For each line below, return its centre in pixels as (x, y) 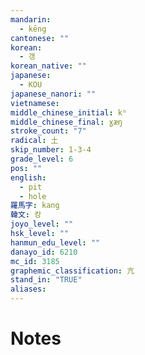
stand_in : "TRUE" (46, 280)
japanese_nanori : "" (53, 94)
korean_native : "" (48, 66)
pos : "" (26, 168)
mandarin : (31, 19)
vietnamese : (35, 103)
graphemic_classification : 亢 (72, 271)
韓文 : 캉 (26, 215)
